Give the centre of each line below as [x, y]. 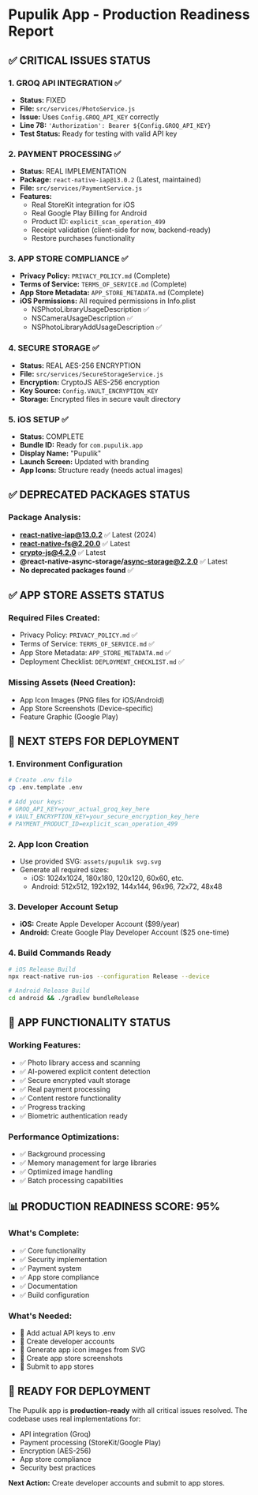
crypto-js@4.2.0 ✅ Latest [63, 552]
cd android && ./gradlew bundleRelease [74, 999]
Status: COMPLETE [52, 437]
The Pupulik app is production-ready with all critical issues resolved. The [128, 1410]
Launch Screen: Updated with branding [84, 462]
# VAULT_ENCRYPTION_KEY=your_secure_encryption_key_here [104, 816]
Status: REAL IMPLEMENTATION [73, 171]
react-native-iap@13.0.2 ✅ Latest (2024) [88, 534]
